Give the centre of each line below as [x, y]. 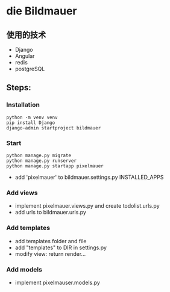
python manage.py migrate [39, 155]
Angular [25, 56]
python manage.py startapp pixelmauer [55, 166]
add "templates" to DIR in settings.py [61, 247]
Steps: [19, 88]
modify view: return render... [50, 253]
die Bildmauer [42, 11]
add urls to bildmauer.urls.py [50, 213]
